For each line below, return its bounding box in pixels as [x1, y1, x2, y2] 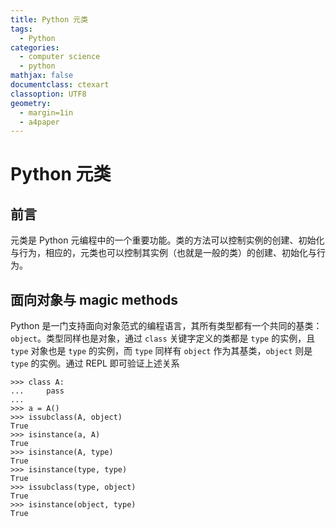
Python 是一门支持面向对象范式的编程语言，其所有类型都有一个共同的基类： [10, 320, 323, 332]
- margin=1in [19, 107, 74, 118]
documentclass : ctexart [10, 80, 110, 90]
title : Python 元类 [10, 14, 89, 25]
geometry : [10, 98, 52, 108]
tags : [10, 24, 33, 34]
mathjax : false [10, 71, 74, 81]
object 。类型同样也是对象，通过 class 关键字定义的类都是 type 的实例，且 [10, 332, 316, 345]
